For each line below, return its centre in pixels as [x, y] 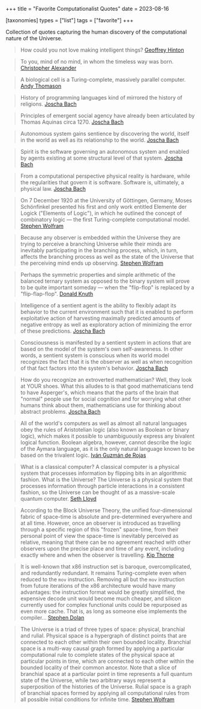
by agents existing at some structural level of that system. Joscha [101, 158]
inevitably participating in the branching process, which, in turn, [99, 250]
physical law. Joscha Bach [53, 189]
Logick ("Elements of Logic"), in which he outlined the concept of [101, 213]
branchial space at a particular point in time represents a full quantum [106, 674]
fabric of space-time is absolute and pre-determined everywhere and [106, 517]
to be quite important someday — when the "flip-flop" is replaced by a [107, 287]
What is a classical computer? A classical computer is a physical [100, 467]
